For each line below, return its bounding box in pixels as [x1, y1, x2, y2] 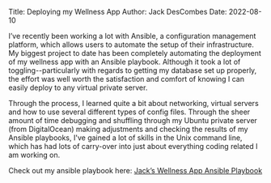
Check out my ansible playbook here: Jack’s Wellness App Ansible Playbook [8, 166, 263, 175]
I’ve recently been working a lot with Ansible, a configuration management [8, 32, 256, 40]
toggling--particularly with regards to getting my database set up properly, [8, 66, 257, 75]
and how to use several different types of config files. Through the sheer [8, 107, 251, 117]
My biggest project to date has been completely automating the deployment [8, 49, 261, 57]
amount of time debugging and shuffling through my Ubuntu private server [8, 116, 257, 125]
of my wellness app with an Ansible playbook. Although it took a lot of [8, 57, 241, 66]
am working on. [8, 150, 61, 160]
